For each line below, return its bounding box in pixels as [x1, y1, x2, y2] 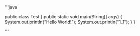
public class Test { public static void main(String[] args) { [5, 14, 122, 19]
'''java [5, 4, 18, 10]
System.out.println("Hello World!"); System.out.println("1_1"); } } [5, 19, 136, 25]
